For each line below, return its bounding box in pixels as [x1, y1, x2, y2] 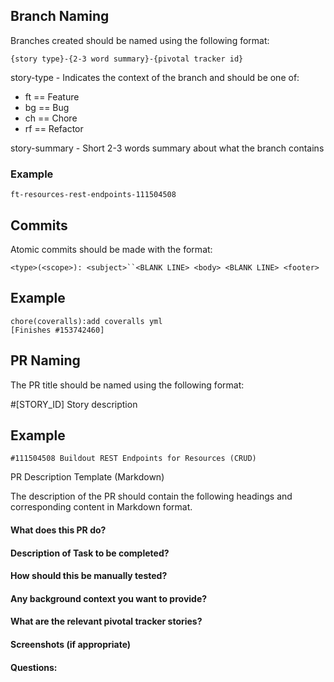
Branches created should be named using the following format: [10, 34, 270, 46]
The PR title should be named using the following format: [10, 379, 245, 391]
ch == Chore [24, 112, 78, 124]
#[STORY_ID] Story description [10, 398, 138, 410]
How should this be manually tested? [10, 570, 168, 582]
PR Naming [10, 352, 81, 369]
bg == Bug [24, 101, 70, 113]
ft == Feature [24, 90, 80, 103]
